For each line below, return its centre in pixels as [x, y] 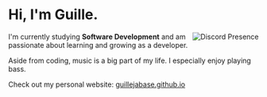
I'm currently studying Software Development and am [97, 37]
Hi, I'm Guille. [53, 15]
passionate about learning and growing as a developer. [98, 45]
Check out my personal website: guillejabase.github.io [97, 84]
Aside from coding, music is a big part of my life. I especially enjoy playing [130, 60]
